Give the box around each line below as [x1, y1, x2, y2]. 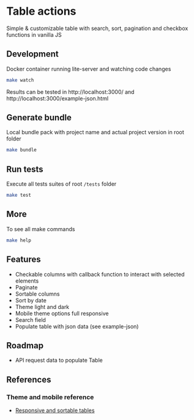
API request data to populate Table [15, 357, 103, 364]
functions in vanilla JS [6, 31, 62, 38]
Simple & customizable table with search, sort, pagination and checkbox [6, 25, 188, 32]
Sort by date [15, 296, 47, 304]
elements [15, 277, 39, 284]
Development [6, 49, 59, 59]
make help [6, 237, 32, 243]
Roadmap [6, 340, 44, 351]
